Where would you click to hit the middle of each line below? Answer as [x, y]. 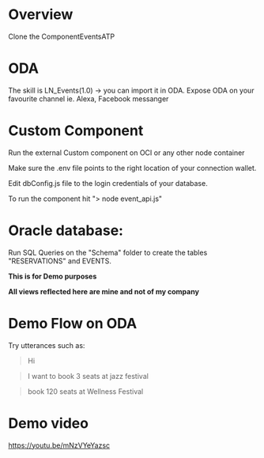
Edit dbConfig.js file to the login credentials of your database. [108, 183]
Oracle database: [66, 230]
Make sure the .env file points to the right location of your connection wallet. [132, 168]
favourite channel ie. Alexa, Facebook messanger [89, 98]
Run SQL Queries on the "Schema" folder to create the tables [108, 252]
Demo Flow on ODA [73, 323]
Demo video [49, 423]
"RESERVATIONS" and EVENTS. [60, 261]
